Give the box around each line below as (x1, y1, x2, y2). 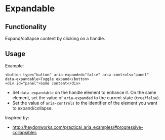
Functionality (5, 23, 47, 31)
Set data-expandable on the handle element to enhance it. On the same (12, 89, 157, 95)
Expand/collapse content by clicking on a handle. (5, 35, 105, 41)
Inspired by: (5, 114, 30, 120)
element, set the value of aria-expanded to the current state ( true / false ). (12, 94, 161, 101)
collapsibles (12, 129, 37, 135)
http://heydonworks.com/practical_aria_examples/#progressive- (12, 124, 143, 130)
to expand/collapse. (12, 105, 53, 111)
